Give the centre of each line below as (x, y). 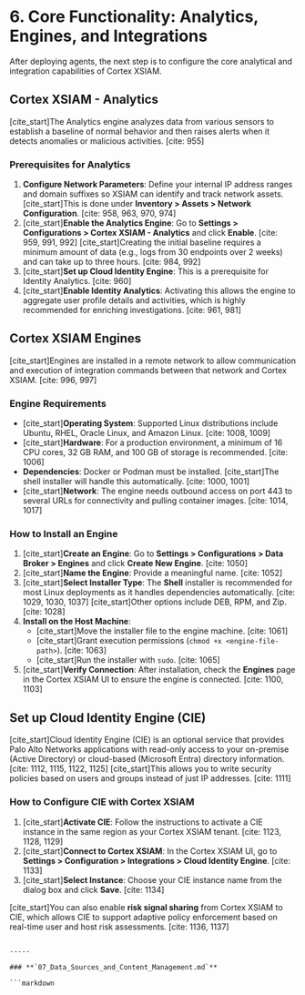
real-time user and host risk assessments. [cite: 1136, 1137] (119, 927)
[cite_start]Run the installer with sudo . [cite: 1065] (128, 660)
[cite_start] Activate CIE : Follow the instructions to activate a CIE (142, 822)
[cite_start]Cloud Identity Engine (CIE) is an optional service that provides (147, 740)
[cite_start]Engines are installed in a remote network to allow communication (153, 360)
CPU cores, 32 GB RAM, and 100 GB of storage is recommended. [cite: (155, 452)
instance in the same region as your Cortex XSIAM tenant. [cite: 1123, (152, 831)
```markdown (32, 983)
